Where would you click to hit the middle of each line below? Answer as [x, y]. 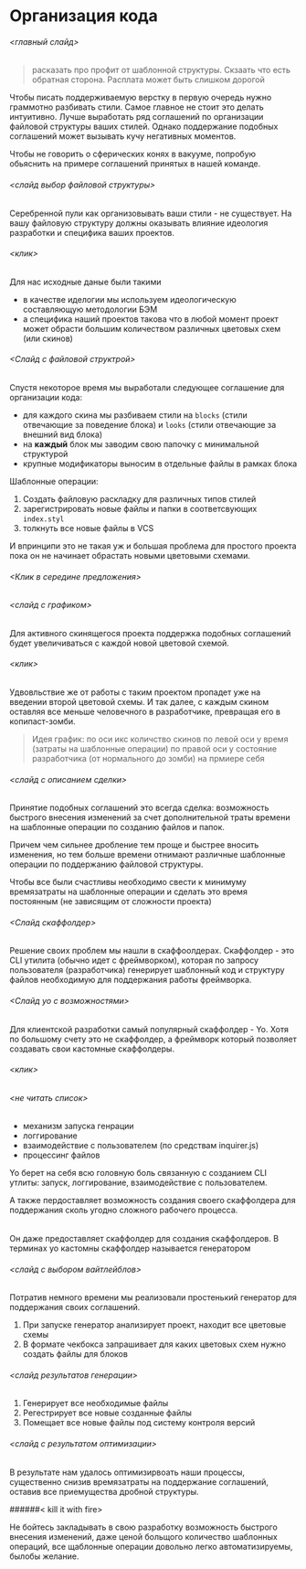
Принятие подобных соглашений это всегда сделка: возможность [139, 808]
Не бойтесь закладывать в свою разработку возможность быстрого [144, 1527]
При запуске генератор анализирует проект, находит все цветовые [154, 1325]
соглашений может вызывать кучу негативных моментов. [123, 136]
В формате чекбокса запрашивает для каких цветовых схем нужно [154, 1344]
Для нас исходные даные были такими [85, 282]
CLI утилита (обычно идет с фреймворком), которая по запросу [134, 960]
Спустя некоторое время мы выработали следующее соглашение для [147, 388]
